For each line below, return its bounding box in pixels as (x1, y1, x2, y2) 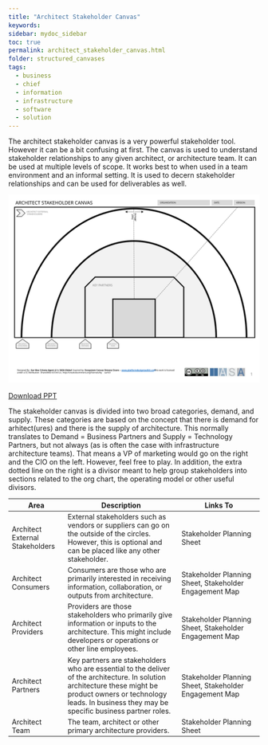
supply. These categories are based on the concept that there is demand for (8, 415, 259, 425)
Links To (204, 500, 234, 510)
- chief (15, 80, 41, 88)
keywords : (8, 21, 41, 29)
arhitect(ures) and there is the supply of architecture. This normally (8, 423, 229, 433)
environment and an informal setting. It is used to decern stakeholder (8, 171, 235, 180)
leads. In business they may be (67, 697, 169, 707)
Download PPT (8, 391, 57, 401)
